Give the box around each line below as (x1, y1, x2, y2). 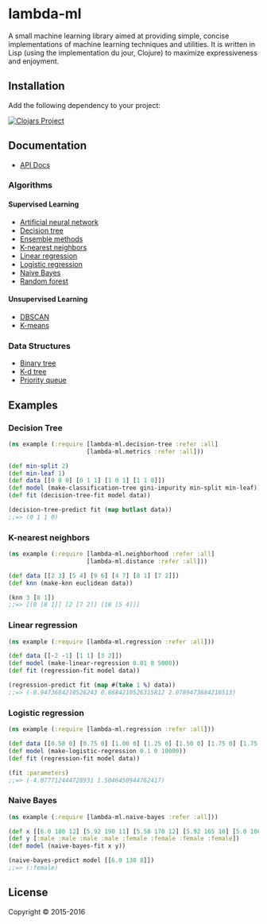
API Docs (19, 160, 50, 169)
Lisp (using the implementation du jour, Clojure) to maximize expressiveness (8, 48, 258, 57)
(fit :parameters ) (8, 768, 69, 777)
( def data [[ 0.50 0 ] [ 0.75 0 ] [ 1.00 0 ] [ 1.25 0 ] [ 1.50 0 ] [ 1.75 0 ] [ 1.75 (8, 740, 258, 748)
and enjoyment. (8, 56, 60, 66)
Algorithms (8, 180, 53, 191)
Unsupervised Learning (8, 295, 88, 304)
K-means (19, 320, 50, 330)
